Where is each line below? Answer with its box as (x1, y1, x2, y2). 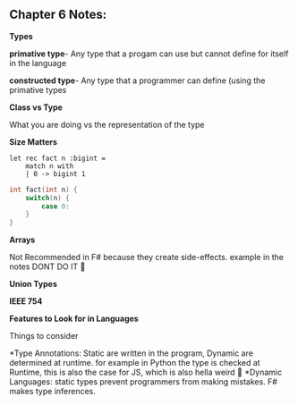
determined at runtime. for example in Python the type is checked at (9, 358, 261, 368)
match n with (25, 161, 74, 171)
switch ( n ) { (25, 193, 70, 202)
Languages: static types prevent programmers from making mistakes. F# (9, 376, 277, 387)
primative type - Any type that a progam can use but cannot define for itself (9, 48, 289, 59)
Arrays (9, 234, 36, 245)
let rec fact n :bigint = (9, 154, 106, 163)
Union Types (9, 279, 58, 290)
